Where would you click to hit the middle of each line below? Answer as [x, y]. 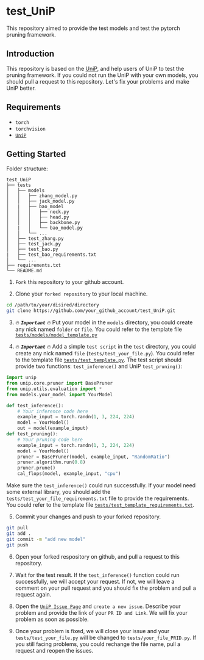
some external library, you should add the [58, 492]
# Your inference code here [53, 411]
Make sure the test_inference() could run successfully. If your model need [101, 485]
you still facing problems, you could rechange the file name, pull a [98, 644]
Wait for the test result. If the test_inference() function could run [97, 575]
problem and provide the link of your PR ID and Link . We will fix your [101, 612]
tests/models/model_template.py [56, 335]
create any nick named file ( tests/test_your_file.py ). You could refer [105, 354]
